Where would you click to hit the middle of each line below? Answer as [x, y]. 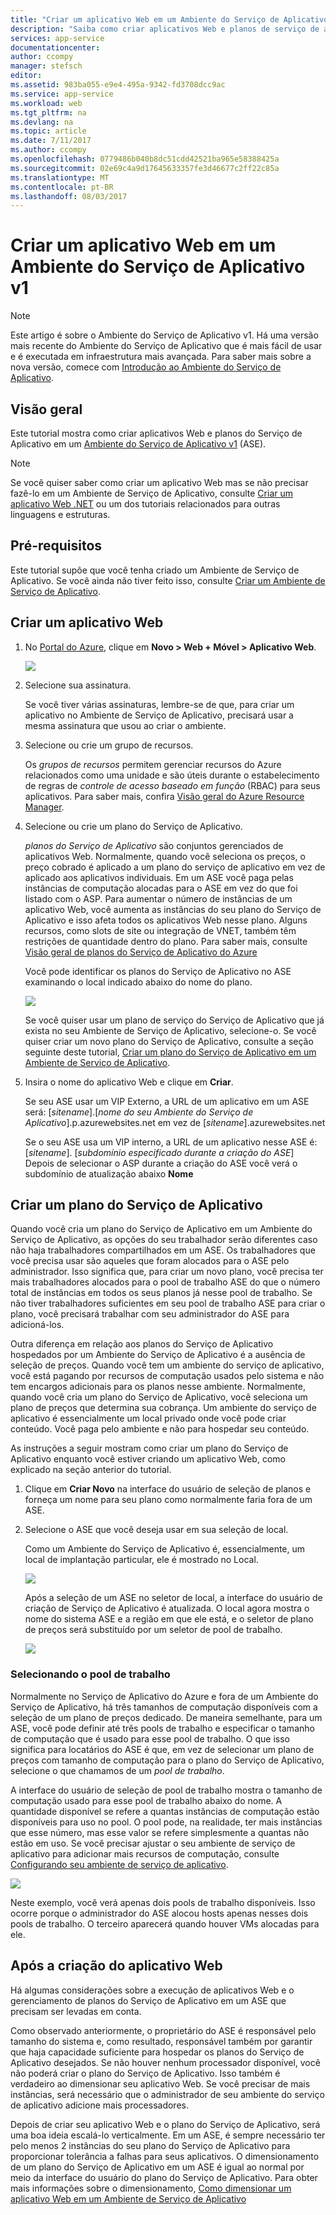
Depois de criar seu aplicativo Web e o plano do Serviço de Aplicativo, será [165, 2124]
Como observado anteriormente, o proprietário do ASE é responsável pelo [163, 2030]
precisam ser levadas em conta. [76, 2011]
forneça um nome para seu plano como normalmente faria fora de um [168, 1500]
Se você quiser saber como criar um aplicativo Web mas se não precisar [159, 482]
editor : [26, 76]
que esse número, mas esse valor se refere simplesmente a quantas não [160, 1832]
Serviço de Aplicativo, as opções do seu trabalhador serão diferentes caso [164, 1240]
